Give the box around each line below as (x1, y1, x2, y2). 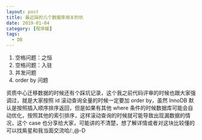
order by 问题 (14, 76, 49, 84)
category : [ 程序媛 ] (6, 25, 52, 32)
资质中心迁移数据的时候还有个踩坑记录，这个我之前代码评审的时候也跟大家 (6, 90, 191, 96)
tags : (6, 31, 20, 37)
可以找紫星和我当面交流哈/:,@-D (6, 127, 86, 134)
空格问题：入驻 (14, 61, 52, 68)
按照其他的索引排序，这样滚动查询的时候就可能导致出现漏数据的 (26, 112, 185, 119)
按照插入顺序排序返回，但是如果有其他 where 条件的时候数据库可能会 (16, 105, 188, 111)
